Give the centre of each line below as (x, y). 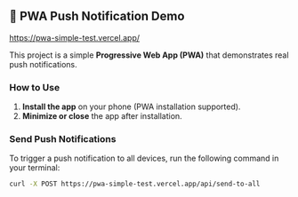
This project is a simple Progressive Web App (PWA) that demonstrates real (149, 55)
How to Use (35, 87)
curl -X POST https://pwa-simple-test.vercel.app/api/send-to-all (135, 184)
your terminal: (35, 168)
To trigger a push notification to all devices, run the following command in (144, 158)
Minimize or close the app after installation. (102, 116)
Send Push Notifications (63, 139)
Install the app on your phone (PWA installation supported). (131, 106)
